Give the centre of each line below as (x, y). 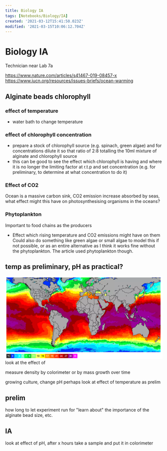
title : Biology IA (24, 11)
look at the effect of (25, 363)
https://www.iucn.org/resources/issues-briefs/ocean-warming (69, 81)
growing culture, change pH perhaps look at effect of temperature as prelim (83, 382)
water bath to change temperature (48, 122)
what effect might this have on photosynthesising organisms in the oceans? (83, 201)
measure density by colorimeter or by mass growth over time (68, 372)
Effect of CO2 (22, 185)
